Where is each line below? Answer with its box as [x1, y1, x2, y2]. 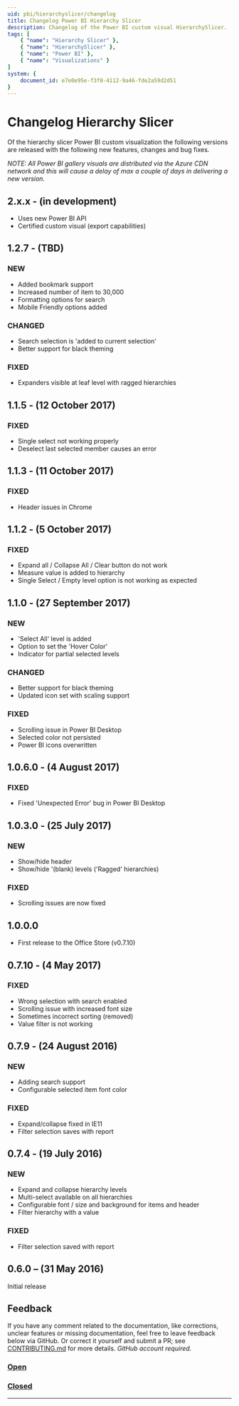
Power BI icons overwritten [17, 740, 97, 749]
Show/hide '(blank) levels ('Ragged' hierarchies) [17, 865, 159, 873]
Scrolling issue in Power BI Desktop [17, 725, 122, 734]
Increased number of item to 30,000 [17, 287, 124, 296]
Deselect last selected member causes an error [17, 444, 157, 453]
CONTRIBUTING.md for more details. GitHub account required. [7, 1344, 192, 1353]
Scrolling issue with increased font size [17, 1004, 133, 1013]
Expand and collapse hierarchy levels [17, 1185, 127, 1194]
